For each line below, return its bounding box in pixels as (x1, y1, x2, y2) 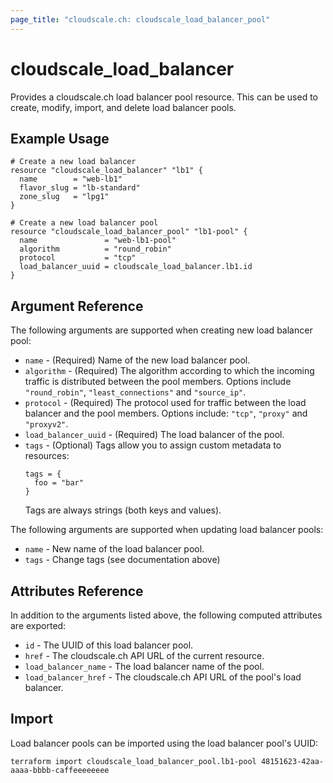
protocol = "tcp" (19, 253, 137, 263)
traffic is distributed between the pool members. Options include (24, 376, 292, 388)
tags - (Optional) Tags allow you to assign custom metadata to (24, 439, 282, 451)
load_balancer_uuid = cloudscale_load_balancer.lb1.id (19, 262, 253, 272)
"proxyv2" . (24, 418, 69, 430)
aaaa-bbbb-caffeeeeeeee (10, 765, 110, 775)
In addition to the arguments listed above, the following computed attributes (10, 609, 323, 621)
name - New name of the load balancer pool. (24, 543, 205, 555)
